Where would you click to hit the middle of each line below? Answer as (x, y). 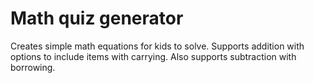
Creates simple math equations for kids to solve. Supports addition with (157, 46)
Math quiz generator (97, 18)
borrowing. (33, 67)
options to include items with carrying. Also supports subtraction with (153, 56)
